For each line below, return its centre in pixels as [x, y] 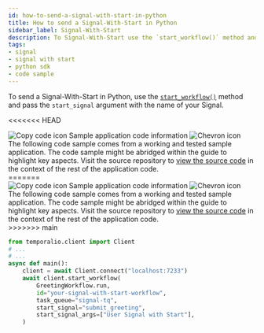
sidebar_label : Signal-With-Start [65, 30]
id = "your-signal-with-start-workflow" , [102, 293]
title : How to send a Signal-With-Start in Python [93, 23]
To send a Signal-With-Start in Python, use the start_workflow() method [126, 96]
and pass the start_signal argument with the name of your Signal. [116, 105]
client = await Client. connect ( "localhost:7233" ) [105, 271]
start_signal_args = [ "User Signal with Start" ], [115, 315]
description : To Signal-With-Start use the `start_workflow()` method [126, 37]
